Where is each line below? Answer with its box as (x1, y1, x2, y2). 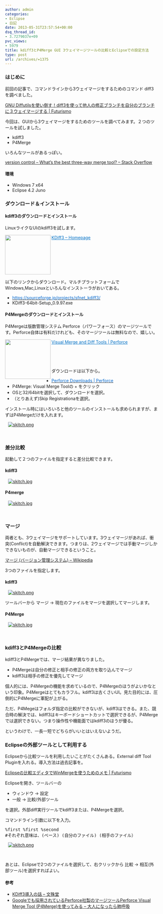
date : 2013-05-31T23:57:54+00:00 (5, 25, 73, 30)
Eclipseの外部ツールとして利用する (5, 742, 87, 748)
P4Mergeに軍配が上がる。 (17, 695, 70, 701)
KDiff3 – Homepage (51, 234, 91, 241)
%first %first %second (5, 827, 59, 832)
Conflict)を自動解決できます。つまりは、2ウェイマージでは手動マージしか (11, 541, 158, 547)
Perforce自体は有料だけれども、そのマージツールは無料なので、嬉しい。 (13, 329, 158, 335)
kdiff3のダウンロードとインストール (5, 213, 77, 219)
